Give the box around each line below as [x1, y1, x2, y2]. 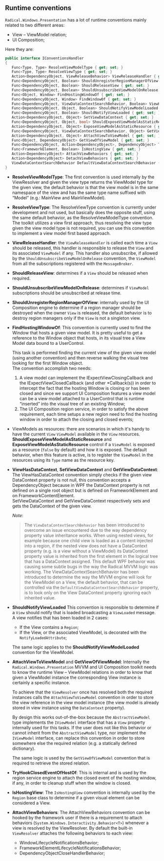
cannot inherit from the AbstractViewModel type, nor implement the [12, 730, 146, 736]
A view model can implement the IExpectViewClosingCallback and [19, 375, 153, 381]
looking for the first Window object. [12, 360, 83, 366]
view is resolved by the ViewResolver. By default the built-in [12, 825, 133, 831]
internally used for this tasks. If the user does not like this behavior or [12, 724, 152, 730]
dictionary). [12, 745, 36, 751]
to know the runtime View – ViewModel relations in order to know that [12, 669, 152, 675]
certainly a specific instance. [12, 679, 70, 685]
